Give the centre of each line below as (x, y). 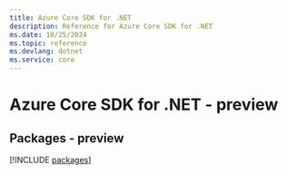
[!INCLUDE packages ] (50, 160)
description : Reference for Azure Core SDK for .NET (111, 26)
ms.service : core (42, 60)
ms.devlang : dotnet (46, 52)
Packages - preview (67, 138)
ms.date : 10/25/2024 (49, 34)
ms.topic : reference (49, 43)
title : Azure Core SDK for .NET (70, 18)
